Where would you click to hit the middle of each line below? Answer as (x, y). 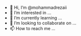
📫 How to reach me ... (32, 28)
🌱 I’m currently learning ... (36, 18)
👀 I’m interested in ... (30, 13)
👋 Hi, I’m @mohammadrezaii (38, 8)
